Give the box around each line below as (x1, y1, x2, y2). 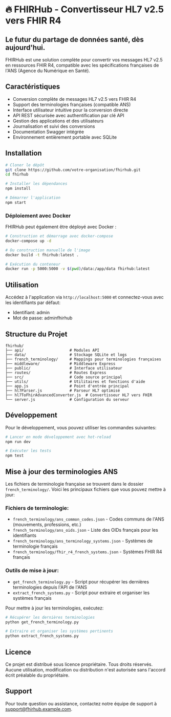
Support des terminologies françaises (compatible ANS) (12, 101, 131, 107)
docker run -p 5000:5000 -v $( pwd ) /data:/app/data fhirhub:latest (5, 266, 150, 272)
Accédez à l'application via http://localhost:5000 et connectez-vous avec (5, 294, 164, 300)
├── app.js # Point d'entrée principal (5, 383, 130, 388)
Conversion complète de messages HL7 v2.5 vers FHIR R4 (12, 96, 137, 102)
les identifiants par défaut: (5, 299, 60, 306)
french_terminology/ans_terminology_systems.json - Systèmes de (12, 538, 153, 544)
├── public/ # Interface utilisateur (5, 365, 123, 371)
